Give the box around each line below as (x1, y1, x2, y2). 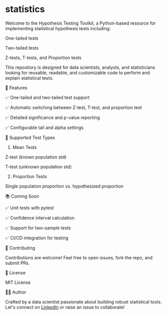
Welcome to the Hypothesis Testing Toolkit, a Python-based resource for (5, 20, 156, 26)
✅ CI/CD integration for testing (5, 235, 69, 241)
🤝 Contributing (5, 245, 36, 251)
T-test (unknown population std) (5, 164, 72, 170)
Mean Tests (12, 144, 37, 150)
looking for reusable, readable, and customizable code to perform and (5, 69, 150, 76)
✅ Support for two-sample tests (5, 225, 71, 231)
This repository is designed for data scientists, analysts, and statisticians (5, 64, 155, 70)
